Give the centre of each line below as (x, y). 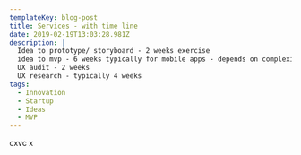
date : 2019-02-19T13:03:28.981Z (69, 34)
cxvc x (21, 143)
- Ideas (32, 109)
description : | (38, 43)
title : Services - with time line (74, 26)
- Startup (35, 101)
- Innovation (42, 92)
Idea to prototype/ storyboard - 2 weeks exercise (114, 51)
